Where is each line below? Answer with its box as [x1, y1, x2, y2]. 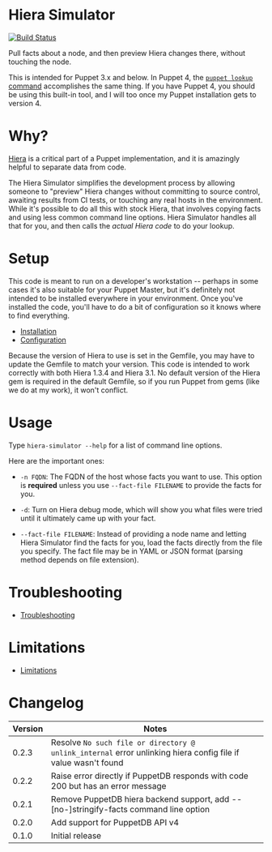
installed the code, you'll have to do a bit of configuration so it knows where [8, 302, 261, 311]
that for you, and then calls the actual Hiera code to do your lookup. [8, 220, 235, 230]
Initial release [51, 829, 102, 841]
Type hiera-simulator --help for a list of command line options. [8, 440, 223, 450]
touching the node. [8, 57, 71, 66]
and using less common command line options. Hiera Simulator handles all [8, 212, 257, 222]
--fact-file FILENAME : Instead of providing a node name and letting [19, 529, 247, 538]
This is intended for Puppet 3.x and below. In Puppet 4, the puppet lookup [8, 72, 253, 82]
